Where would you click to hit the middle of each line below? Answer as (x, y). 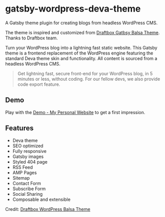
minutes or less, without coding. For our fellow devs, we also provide (89, 79)
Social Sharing (27, 194)
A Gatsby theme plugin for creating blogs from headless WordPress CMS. (81, 23)
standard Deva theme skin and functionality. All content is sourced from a (81, 58)
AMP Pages (24, 173)
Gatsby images (28, 156)
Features (19, 128)
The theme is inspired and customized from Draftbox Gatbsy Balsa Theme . (82, 32)
